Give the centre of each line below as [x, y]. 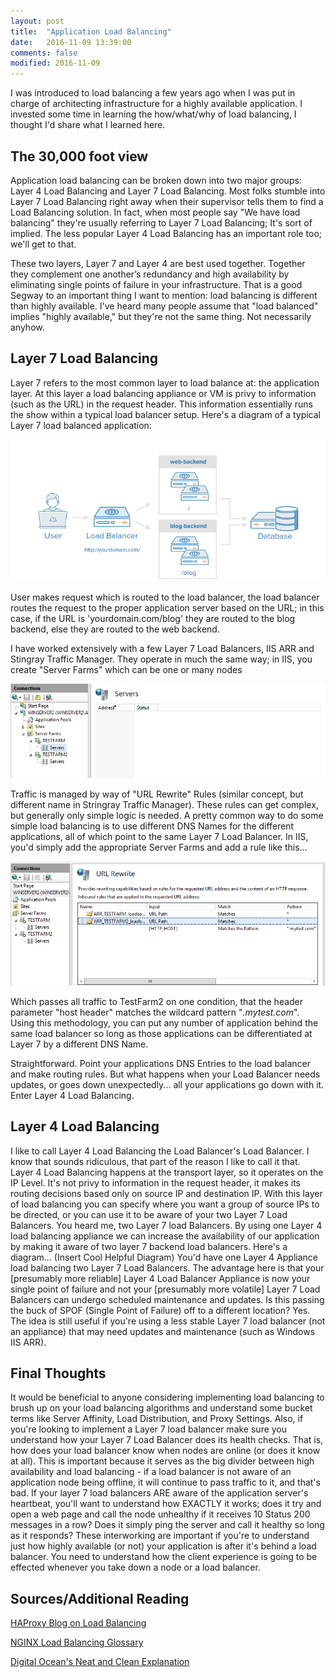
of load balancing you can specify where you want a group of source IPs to [165, 1204]
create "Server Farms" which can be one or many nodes [126, 669]
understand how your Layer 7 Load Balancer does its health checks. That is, [167, 1440]
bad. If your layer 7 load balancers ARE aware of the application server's [159, 1493]
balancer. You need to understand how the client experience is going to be [164, 1557]
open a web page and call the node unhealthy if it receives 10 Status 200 [160, 1514]
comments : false [44, 53]
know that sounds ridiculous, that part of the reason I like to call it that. [155, 1161]
